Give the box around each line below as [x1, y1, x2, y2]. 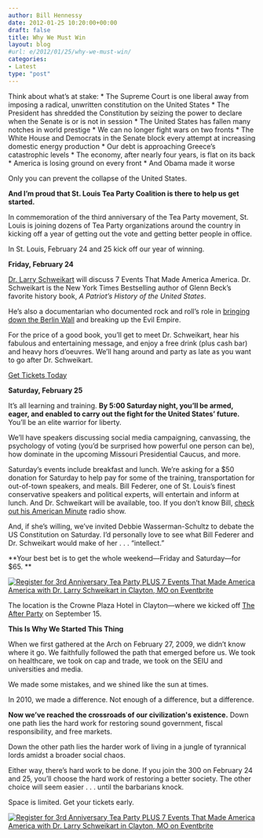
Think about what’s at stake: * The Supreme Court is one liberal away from [8, 91, 249, 101]
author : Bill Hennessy [8, 11, 82, 20]
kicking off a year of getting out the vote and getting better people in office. [8, 229, 253, 238]
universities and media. [8, 664, 84, 674]
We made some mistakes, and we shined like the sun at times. [8, 679, 209, 689]
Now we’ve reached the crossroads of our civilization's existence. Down [8, 710, 249, 719]
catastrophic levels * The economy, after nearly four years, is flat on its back [8, 150, 255, 159]
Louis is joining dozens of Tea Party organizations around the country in [8, 221, 241, 230]
